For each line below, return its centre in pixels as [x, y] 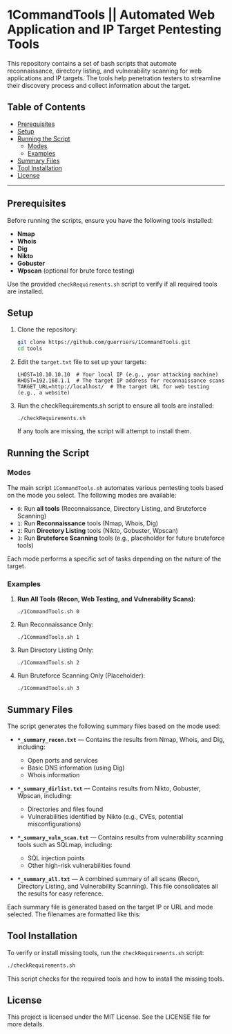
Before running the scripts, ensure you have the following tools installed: [110, 220]
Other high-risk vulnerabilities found [79, 865]
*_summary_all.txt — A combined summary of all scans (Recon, [108, 878]
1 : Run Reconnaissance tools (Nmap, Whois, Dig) [88, 523]
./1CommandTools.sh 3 [48, 689]
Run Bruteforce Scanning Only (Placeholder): [81, 675]
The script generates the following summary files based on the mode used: [114, 726]
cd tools [30, 349]
